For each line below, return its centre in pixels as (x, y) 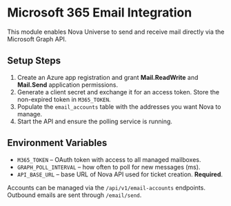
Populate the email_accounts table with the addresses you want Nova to (119, 106)
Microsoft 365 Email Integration (100, 13)
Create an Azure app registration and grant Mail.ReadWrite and (108, 77)
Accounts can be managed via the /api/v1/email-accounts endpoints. (106, 187)
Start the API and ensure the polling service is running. (94, 121)
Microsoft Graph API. (37, 39)
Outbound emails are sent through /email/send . (74, 195)
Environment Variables (57, 143)
